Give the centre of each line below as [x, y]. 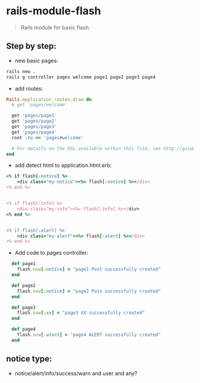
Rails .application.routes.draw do [49, 99]
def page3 [24, 307]
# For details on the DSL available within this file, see [86, 148]
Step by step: [31, 46]
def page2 [24, 285]
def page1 [24, 264]
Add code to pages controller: [51, 253]
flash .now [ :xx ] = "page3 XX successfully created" [81, 313]
